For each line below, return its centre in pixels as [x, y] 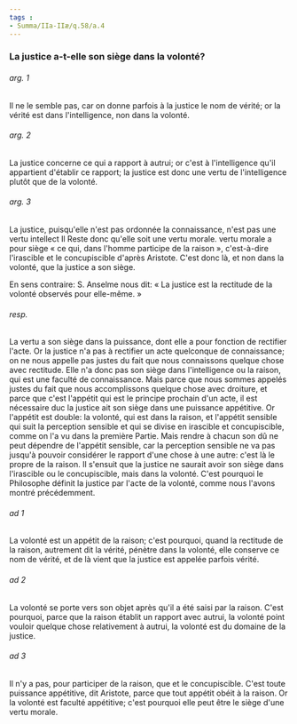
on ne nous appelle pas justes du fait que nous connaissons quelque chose [147, 361]
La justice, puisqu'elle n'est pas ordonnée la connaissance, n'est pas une [143, 230]
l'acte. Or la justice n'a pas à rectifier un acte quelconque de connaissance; [147, 351]
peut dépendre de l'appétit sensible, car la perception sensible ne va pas [142, 446]
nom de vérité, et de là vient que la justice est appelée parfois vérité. [134, 560]
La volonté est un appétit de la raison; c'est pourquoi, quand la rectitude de [146, 541]
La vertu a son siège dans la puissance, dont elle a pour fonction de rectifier [148, 342]
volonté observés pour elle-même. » [75, 294]
